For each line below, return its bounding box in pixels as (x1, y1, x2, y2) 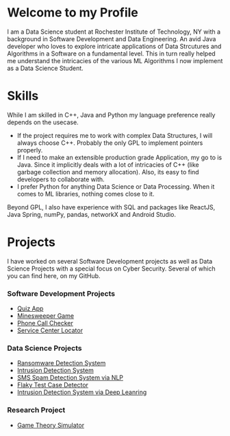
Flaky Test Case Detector (16, 381, 89, 389)
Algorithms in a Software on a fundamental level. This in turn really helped (7, 49, 216, 58)
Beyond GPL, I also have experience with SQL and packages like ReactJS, (7, 203, 216, 211)
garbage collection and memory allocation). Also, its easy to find (16, 168, 200, 176)
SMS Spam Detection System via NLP (16, 374, 124, 382)
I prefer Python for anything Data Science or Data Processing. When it (16, 182, 215, 190)
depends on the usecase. (7, 118, 79, 126)
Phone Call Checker (16, 319, 74, 328)
